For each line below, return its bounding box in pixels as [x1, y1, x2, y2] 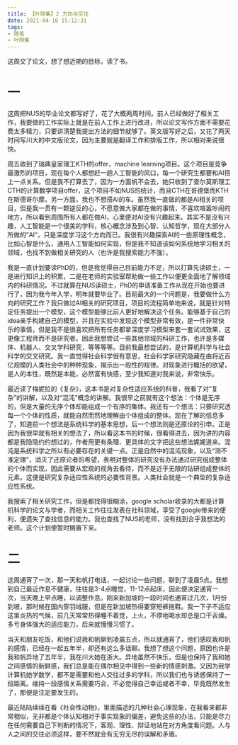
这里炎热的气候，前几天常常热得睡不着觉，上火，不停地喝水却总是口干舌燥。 [7, 611, 231, 620]
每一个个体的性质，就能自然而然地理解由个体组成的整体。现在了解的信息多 [7, 411, 225, 420]
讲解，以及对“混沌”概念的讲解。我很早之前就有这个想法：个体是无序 [22, 394, 221, 402]
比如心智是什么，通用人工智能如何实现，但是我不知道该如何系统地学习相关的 [7, 239, 231, 248]
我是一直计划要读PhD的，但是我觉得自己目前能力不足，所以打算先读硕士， [7, 263, 225, 272]
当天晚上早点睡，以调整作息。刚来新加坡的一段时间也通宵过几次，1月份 [19, 593, 227, 602]
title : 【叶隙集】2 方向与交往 [7, 10, 89, 18]
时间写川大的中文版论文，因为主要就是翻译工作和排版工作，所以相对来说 [7, 136, 218, 144]
